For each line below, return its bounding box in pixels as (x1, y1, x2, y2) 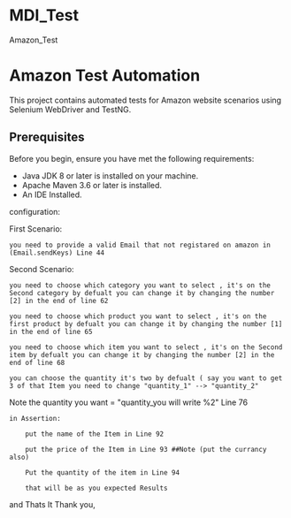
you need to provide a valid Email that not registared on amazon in (9, 240, 272, 249)
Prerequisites (9, 130, 85, 145)
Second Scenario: (9, 263, 74, 274)
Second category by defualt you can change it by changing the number (9, 288, 275, 297)
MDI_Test (9, 5, 80, 26)
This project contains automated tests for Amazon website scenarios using (9, 95, 281, 105)
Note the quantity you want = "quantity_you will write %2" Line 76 (9, 397, 249, 408)
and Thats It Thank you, (9, 499, 96, 509)
